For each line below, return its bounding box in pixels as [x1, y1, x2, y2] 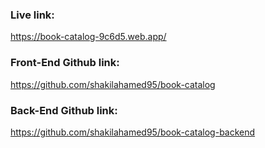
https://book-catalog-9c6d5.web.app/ [10, 31, 167, 43]
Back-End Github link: [10, 103, 118, 117]
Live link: [10, 8, 55, 22]
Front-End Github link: [10, 56, 120, 70]
